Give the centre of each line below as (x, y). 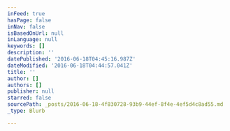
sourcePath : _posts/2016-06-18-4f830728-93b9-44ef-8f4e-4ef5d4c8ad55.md (115, 105)
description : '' (31, 53)
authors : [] (24, 85)
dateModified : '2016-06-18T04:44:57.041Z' (70, 65)
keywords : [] (26, 46)
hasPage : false (29, 20)
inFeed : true (26, 14)
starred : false (29, 98)
